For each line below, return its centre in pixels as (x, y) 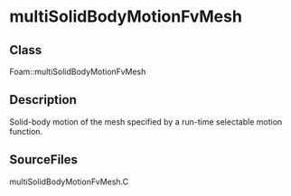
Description (43, 100)
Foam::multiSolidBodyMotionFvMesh (78, 71)
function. (26, 131)
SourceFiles (44, 160)
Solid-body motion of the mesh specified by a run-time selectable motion (146, 121)
